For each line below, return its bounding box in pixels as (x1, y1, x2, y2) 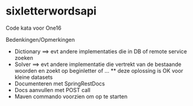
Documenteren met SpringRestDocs (14, 80, 105, 87)
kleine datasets (14, 73, 53, 81)
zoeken (14, 54, 33, 61)
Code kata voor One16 (5, 24, 61, 31)
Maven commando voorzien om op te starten (14, 93, 128, 100)
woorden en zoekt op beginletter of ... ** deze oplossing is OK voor (14, 67, 184, 74)
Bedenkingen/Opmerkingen (5, 36, 75, 43)
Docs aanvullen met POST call (14, 86, 91, 93)
